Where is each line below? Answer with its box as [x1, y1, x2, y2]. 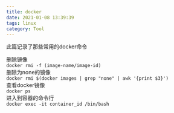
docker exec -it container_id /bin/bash [6, 101, 110, 108]
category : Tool [6, 25, 45, 32]
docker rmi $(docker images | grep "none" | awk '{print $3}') [6, 76, 169, 82]
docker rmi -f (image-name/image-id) [6, 63, 101, 69]
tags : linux [6, 20, 36, 26]
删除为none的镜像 [6, 69, 51, 76]
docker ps [6, 88, 31, 94]
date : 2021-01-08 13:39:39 [6, 15, 74, 21]
